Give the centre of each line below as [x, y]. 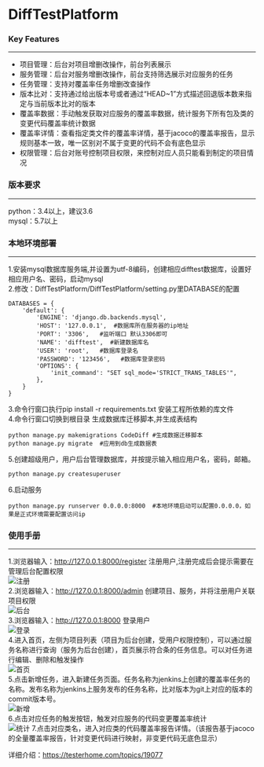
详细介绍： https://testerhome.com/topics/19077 [86, 755]
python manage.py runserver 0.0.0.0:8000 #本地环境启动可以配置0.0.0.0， [126, 506]
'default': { [44, 311]
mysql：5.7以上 [33, 221]
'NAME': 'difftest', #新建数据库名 [93, 343]
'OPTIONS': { [58, 366]
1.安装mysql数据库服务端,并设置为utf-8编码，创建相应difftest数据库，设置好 [130, 270]
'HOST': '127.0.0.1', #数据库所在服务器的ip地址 [113, 326]
